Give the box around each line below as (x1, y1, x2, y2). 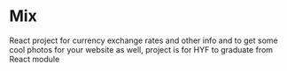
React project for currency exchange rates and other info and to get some (9, 35, 278, 46)
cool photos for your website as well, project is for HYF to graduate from (9, 44, 273, 54)
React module (9, 53, 60, 64)
